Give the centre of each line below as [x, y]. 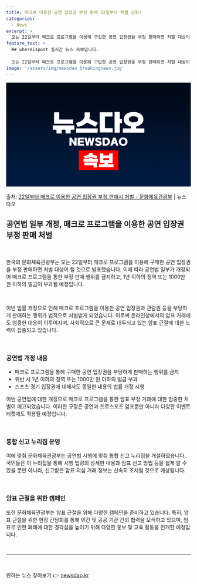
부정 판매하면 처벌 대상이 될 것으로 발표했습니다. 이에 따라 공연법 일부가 [93, 269]
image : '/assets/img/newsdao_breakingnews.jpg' [65, 68]
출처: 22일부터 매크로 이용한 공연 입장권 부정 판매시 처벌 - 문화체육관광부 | [91, 197]
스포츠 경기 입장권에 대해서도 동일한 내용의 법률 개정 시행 [79, 387]
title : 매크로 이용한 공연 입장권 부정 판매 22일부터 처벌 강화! [74, 12]
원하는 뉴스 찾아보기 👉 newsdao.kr [47, 575]
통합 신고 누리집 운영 [33, 442]
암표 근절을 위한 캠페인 [36, 498]
